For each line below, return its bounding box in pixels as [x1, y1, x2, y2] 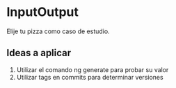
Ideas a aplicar [6, 47, 72, 59]
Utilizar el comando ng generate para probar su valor [16, 65, 169, 73]
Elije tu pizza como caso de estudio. [6, 27, 110, 35]
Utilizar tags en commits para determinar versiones [16, 73, 164, 81]
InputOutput [6, 4, 79, 20]
